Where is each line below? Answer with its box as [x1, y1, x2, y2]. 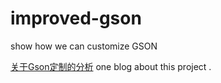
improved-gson [10, 7, 142, 30]
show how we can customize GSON [10, 40, 158, 52]
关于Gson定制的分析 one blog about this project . [10, 60, 212, 72]
